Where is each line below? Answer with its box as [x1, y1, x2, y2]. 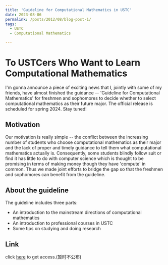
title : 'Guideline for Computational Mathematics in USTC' [5, 7, 132, 13]
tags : [5, 21, 17, 27]
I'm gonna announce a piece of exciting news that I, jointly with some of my [5, 84, 162, 90]
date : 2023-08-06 [5, 12, 42, 17]
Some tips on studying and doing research [12, 225, 101, 231]
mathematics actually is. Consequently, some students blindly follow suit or [5, 150, 161, 156]
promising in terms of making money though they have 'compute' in [5, 161, 146, 167]
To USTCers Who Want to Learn [5, 57, 140, 69]
